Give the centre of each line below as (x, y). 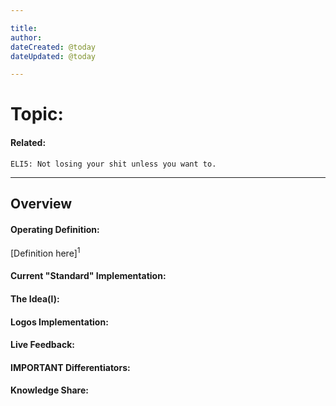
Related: (28, 143)
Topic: (37, 114)
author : (26, 37)
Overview (41, 204)
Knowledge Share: (49, 390)
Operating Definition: (55, 229)
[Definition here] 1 (45, 252)
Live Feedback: (42, 345)
